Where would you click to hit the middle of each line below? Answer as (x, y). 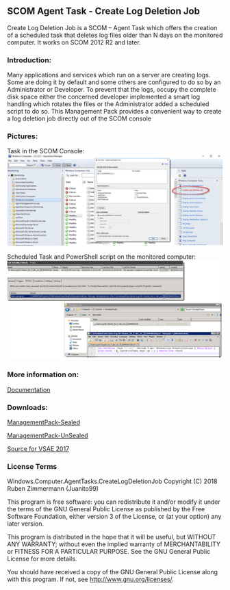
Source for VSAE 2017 (38, 448)
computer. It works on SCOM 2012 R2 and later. (74, 42)
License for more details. (42, 559)
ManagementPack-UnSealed (48, 435)
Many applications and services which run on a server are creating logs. (109, 75)
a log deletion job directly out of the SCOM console (79, 118)
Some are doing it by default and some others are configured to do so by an (114, 82)
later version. (26, 524)
